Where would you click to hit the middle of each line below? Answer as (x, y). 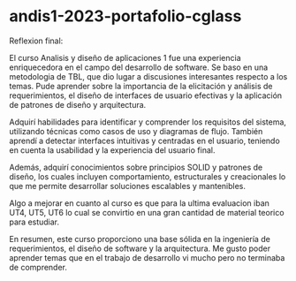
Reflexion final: (36, 41)
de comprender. (38, 267)
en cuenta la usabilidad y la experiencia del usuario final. (112, 150)
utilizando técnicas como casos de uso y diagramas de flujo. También (136, 131)
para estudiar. (34, 222)
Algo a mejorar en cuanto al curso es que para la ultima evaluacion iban (139, 203)
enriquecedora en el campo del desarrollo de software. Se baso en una (139, 67)
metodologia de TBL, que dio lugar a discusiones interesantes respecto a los (148, 76)
